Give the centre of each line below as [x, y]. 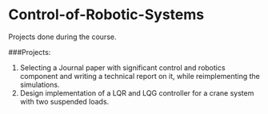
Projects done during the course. [62, 37]
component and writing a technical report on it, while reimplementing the [140, 76]
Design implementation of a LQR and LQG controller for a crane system [137, 92]
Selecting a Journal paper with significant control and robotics [122, 67]
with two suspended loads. [64, 101]
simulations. [40, 85]
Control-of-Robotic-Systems [106, 15]
